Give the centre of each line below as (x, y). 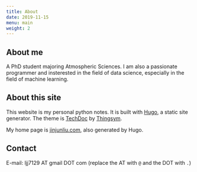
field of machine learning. (37, 79)
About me (25, 52)
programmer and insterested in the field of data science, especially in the (95, 73)
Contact (21, 149)
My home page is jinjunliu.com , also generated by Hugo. (75, 130)
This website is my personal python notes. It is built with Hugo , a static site (97, 112)
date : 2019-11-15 (28, 17)
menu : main (20, 23)
